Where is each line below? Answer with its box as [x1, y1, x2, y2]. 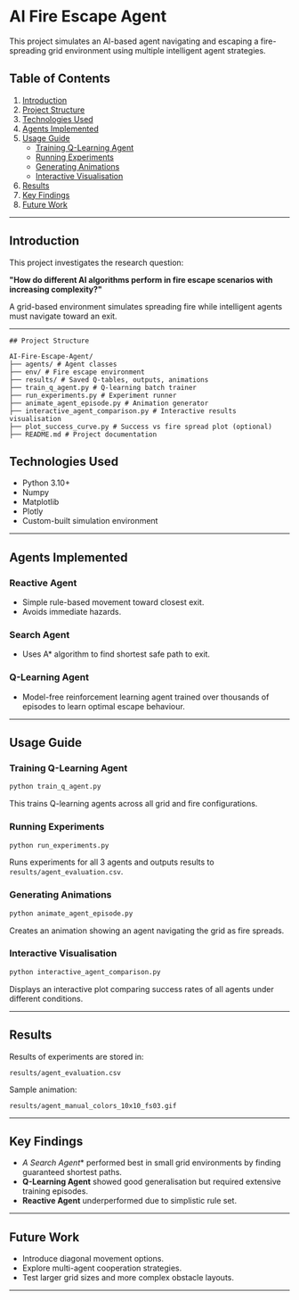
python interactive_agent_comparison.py [9, 967, 162, 976]
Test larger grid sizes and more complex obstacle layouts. [21, 1272, 234, 1283]
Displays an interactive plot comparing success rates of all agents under [9, 983, 274, 994]
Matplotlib [21, 497, 60, 508]
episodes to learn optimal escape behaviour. [21, 700, 185, 711]
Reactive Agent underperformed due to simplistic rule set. [21, 1196, 238, 1206]
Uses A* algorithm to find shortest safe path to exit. [21, 649, 211, 659]
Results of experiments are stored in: [9, 1051, 144, 1062]
